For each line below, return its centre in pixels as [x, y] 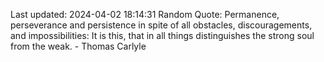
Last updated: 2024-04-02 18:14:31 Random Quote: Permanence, [145, 14]
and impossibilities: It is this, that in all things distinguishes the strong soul [162, 35]
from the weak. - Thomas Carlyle [78, 46]
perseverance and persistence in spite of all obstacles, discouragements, [161, 25]
